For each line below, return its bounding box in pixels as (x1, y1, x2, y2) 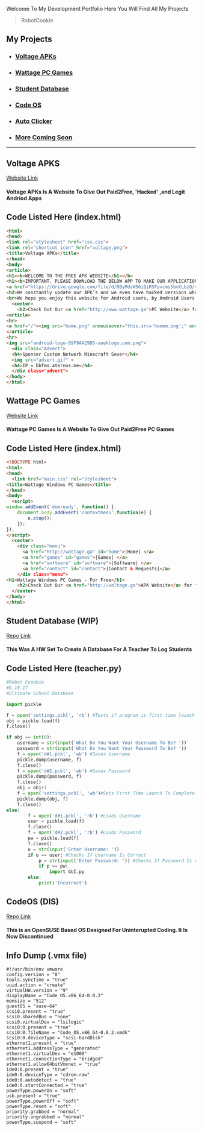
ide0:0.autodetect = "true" (6, 1077, 77, 1083)
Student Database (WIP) (6, 616, 99, 626)
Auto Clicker (14, 117, 53, 125)
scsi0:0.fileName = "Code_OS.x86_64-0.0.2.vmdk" (6, 1030, 130, 1036)
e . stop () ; (28, 515, 52, 521)
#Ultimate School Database (6, 690, 74, 696)
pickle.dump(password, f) (17, 773, 82, 780)
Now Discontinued (6, 933, 54, 940)
